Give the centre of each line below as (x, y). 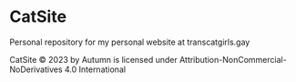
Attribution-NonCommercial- (233, 59)
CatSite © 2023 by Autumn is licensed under (93, 59)
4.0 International (95, 69)
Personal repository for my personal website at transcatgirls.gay (130, 42)
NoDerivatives (36, 69)
